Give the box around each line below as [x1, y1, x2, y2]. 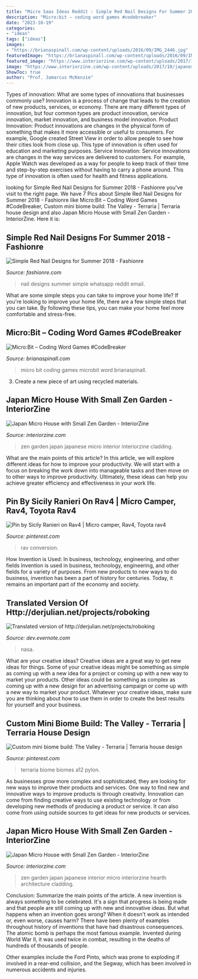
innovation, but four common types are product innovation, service [6, 110, 169, 117]
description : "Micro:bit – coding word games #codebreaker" [6, 14, 157, 20]
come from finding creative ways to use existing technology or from [6, 796, 171, 803]
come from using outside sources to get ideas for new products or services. [6, 809, 191, 816]
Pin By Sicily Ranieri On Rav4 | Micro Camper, [6, 496, 176, 506]
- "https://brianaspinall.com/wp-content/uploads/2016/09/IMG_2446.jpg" [6, 47, 189, 53]
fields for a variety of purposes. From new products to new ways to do [6, 568, 177, 575]
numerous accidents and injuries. [6, 966, 87, 973]
